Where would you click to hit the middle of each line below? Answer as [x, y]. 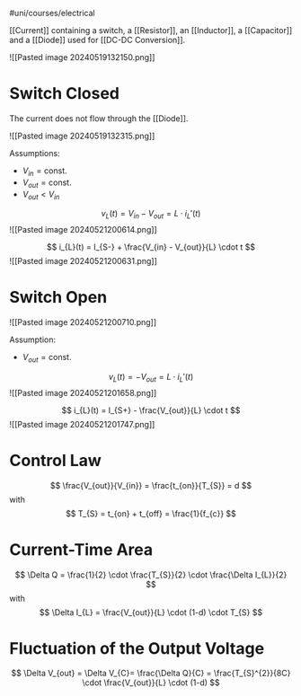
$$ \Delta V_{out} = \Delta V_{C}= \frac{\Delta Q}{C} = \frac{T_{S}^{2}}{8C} [151, 674]
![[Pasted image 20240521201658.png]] [83, 392]
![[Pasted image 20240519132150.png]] [82, 57]
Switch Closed [64, 94]
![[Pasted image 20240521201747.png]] [82, 424]
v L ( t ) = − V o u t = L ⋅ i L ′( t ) [151, 378]
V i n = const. [44, 172]
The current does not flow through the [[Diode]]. [99, 118]
